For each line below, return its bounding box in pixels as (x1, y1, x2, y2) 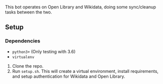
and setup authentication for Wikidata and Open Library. (12, 73, 125, 79)
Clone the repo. (12, 63, 44, 69)
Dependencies (5, 38, 41, 44)
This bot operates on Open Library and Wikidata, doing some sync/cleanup (5, 4, 156, 10)
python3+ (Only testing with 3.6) (12, 48, 76, 55)
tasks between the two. (5, 9, 52, 15)
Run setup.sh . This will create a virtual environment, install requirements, (12, 68, 159, 74)
